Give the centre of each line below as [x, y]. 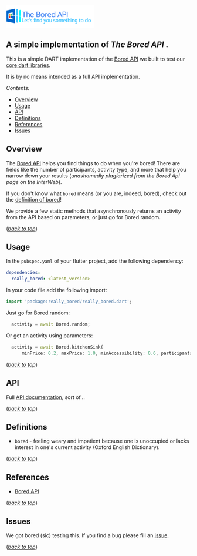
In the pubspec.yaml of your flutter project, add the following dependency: [95, 261]
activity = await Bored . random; [51, 324]
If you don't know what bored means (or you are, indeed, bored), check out [96, 193]
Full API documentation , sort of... [45, 397]
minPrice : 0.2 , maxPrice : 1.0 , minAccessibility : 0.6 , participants [107, 353]
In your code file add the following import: [57, 290]
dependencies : [23, 273]
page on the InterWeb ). [34, 182]
